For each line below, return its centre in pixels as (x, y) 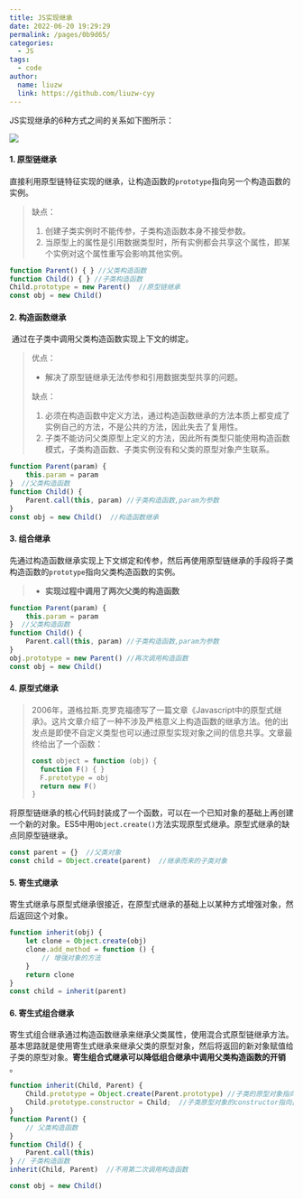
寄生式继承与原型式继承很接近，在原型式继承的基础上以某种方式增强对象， (147, 905)
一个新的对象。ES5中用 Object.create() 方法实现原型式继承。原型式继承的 (146, 824)
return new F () (69, 786)
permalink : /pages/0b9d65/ (60, 34)
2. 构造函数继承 (38, 317)
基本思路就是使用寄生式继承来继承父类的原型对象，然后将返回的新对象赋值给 (151, 1046)
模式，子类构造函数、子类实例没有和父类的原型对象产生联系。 (160, 450)
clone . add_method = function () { (90, 950)
